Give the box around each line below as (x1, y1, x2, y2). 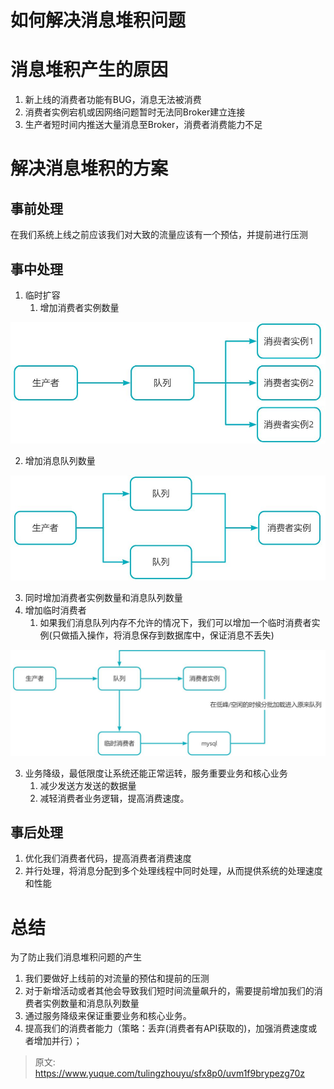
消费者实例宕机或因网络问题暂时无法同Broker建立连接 (24, 106, 246, 118)
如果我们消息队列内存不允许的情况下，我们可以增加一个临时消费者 (39, 617, 312, 629)
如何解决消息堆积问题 (10, 9, 187, 32)
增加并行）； (33, 1035, 83, 1047)
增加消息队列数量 (24, 454, 96, 466)
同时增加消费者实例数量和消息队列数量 (24, 592, 183, 604)
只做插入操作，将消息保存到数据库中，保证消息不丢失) (51, 629, 275, 641)
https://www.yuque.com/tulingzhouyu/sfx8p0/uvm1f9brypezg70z (34, 1067, 306, 1080)
